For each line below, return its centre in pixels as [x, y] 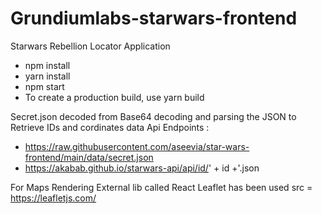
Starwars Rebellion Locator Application [90, 46]
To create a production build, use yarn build [114, 97]
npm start [44, 86]
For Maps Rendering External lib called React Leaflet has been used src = [161, 187]
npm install [47, 65]
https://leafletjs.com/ [53, 198]
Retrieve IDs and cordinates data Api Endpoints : [110, 127]
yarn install [47, 76]
